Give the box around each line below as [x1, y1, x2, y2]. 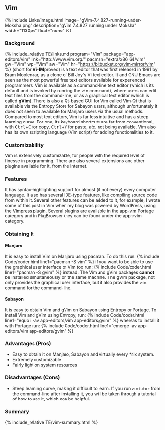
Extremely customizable [12, 357, 62, 363]
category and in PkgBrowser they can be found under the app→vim [5, 213, 142, 218]
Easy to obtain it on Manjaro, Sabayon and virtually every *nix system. [12, 351, 154, 357]
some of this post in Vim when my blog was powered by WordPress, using [5, 202, 156, 208]
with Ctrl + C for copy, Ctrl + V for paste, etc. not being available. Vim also [5, 124, 156, 130]
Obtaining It [5, 230, 34, 237]
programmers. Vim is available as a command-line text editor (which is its [5, 82, 154, 88]
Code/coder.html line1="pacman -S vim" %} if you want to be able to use [5, 258, 153, 265]
